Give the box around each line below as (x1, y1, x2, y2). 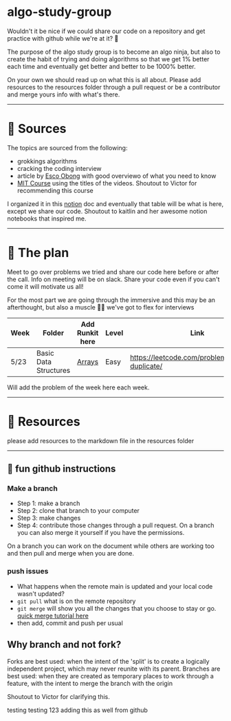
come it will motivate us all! (7, 282, 84, 290)
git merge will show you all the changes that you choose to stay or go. (16, 604, 217, 612)
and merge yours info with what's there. (7, 90, 120, 99)
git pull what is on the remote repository (16, 597, 136, 605)
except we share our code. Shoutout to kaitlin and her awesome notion (7, 207, 208, 215)
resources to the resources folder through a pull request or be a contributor (7, 83, 221, 91)
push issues (7, 567, 49, 576)
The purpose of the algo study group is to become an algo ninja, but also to (7, 48, 221, 56)
